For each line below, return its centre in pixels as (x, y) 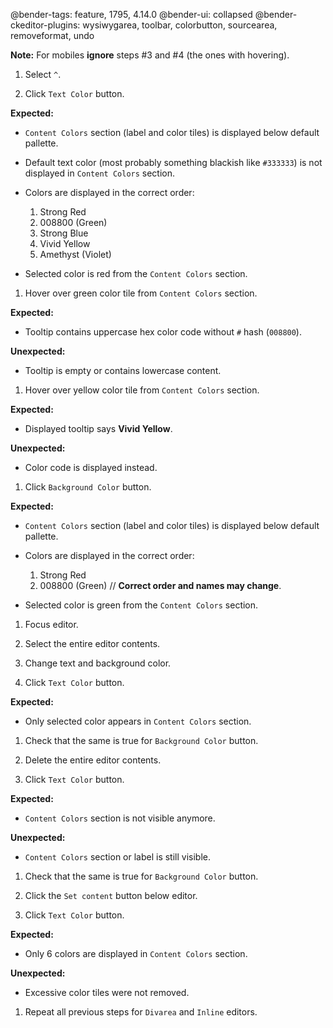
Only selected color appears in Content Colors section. (138, 721)
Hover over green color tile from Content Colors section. (141, 293)
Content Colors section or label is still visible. (118, 857)
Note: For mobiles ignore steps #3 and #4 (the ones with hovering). (150, 55)
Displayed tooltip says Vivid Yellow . (98, 428)
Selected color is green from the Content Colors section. (141, 605)
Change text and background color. (98, 663)
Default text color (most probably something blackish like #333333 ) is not (173, 162)
